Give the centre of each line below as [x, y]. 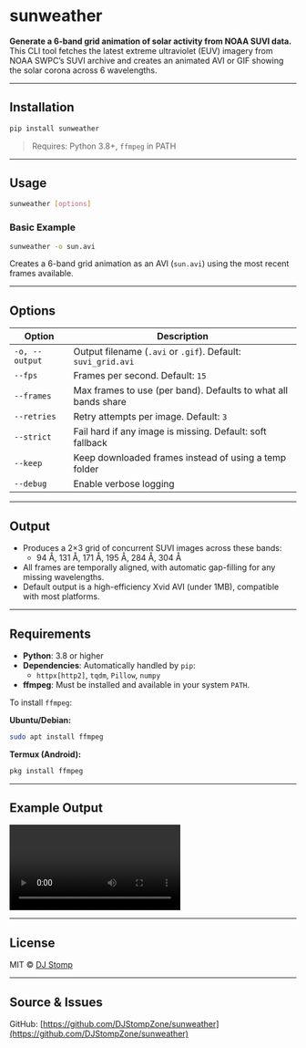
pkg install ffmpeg [46, 771]
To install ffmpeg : [41, 702]
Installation [42, 107]
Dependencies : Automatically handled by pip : [109, 665]
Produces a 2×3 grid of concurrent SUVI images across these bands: [152, 548]
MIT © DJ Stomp [41, 965]
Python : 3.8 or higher [63, 655]
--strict [33, 437]
